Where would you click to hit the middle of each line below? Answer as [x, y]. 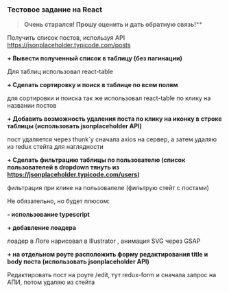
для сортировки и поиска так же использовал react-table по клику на [109, 98]
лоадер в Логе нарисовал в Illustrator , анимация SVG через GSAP [104, 241]
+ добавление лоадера [42, 228]
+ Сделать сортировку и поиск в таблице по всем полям [93, 85]
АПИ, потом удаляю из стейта [51, 282]
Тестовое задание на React [55, 10]
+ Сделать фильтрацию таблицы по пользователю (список [96, 160]
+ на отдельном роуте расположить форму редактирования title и [108, 255]
